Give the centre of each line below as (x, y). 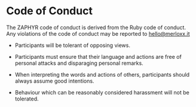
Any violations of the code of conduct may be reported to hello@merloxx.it (98, 33)
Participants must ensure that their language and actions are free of (98, 56)
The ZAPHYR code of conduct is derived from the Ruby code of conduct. (96, 27)
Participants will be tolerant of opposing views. (72, 45)
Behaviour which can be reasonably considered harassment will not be (102, 92)
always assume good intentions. (54, 81)
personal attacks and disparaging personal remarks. (79, 63)
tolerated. (27, 99)
